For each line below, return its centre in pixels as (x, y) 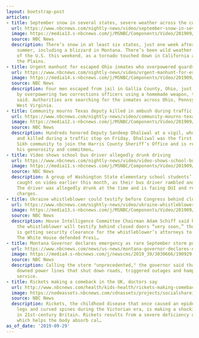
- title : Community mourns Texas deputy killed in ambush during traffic (99, 111)
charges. (28, 193)
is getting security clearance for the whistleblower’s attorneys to (105, 232)
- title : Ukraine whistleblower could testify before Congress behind (95, 199)
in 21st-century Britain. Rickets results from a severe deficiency (103, 315)
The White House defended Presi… (58, 238)
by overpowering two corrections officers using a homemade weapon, (103, 94)
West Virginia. (36, 105)
